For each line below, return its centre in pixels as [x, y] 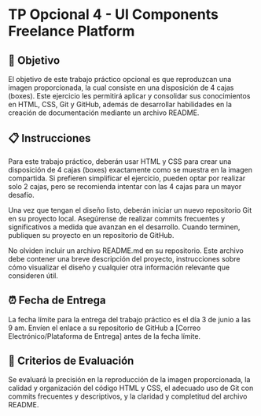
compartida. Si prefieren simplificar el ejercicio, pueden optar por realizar [127, 178]
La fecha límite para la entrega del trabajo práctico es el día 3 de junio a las [130, 319]
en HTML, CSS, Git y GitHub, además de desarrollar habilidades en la [120, 104]
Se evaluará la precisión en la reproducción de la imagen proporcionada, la [129, 380]
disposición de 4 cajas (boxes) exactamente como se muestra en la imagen [130, 169]
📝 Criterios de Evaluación [71, 361]
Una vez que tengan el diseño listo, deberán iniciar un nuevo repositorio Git [130, 210]
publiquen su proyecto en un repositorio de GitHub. [91, 235]
